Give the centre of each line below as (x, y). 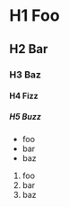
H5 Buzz (26, 116)
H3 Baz (26, 75)
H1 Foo (34, 16)
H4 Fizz (24, 96)
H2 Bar (29, 49)
